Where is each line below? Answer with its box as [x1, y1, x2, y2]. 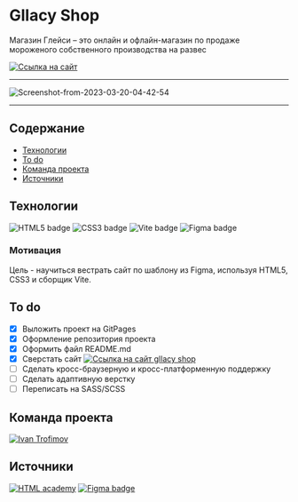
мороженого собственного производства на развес [9, 44, 207, 54]
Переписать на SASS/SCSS [21, 384, 126, 394]
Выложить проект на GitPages [21, 323, 137, 334]
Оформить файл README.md [21, 343, 131, 354]
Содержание [9, 121, 86, 136]
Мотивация [9, 244, 62, 257]
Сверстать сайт [21, 353, 82, 364]
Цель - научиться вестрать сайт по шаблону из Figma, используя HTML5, [9, 264, 288, 275]
